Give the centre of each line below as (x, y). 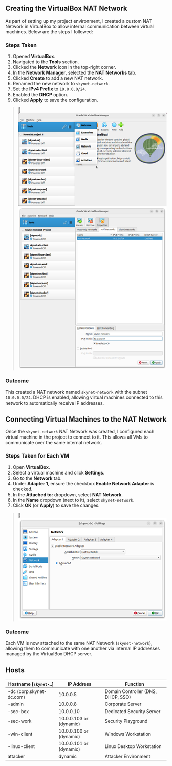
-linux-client (21, 746)
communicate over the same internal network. (54, 443)
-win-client (20, 734)
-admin (16, 704)
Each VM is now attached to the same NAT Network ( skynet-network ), (79, 643)
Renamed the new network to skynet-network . (61, 84)
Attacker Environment (127, 756)
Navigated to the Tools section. (46, 62)
